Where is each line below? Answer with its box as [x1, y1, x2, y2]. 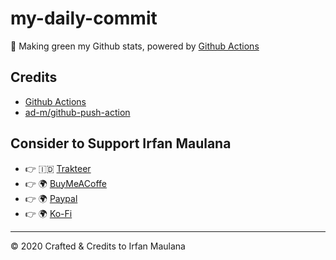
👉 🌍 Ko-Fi [24, 207, 73, 219]
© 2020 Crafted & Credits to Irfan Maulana [10, 240, 186, 252]
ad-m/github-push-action [24, 106, 131, 118]
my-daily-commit [10, 7, 158, 30]
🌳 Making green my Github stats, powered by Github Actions [10, 40, 260, 52]
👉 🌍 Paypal [24, 192, 78, 204]
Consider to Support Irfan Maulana [10, 135, 232, 152]
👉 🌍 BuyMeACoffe [24, 177, 107, 189]
